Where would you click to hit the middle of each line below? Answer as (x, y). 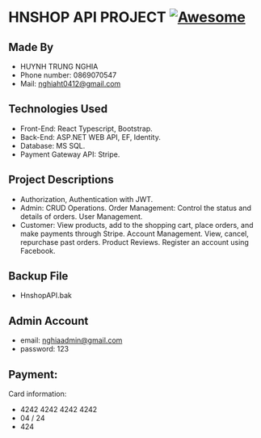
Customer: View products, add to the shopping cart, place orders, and (137, 225)
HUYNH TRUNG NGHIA (59, 66)
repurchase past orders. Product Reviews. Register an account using (134, 242)
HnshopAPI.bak (46, 296)
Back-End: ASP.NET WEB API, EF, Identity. (91, 137)
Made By (31, 47)
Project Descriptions (61, 180)
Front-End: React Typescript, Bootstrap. (86, 128)
